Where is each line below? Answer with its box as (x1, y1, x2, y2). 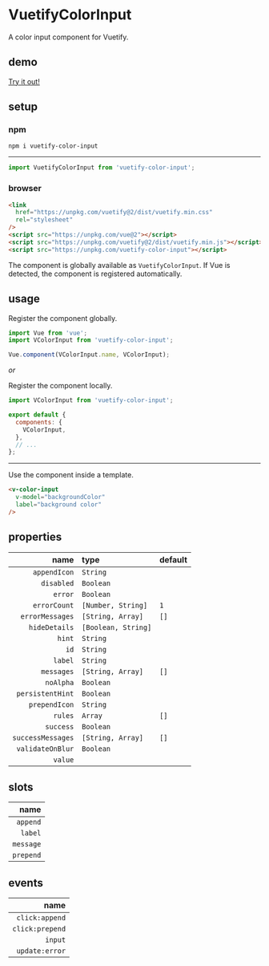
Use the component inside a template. (8, 470, 134, 480)
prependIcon (28, 700, 74, 709)
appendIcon (32, 567, 74, 577)
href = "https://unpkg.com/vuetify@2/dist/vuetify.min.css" (15, 209, 214, 217)
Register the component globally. (8, 313, 118, 323)
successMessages (12, 733, 74, 742)
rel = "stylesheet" (15, 216, 74, 224)
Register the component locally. (8, 381, 113, 391)
